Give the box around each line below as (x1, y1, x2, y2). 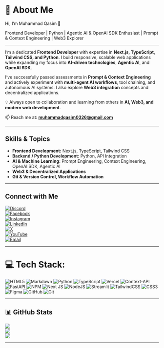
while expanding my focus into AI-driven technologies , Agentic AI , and (5, 59, 150, 65)
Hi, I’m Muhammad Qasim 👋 (5, 20, 61, 26)
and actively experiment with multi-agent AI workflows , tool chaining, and (5, 79, 155, 85)
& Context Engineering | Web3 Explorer (5, 35, 84, 41)
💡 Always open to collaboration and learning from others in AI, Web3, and (5, 99, 154, 105)
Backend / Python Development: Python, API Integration (12, 153, 127, 159)
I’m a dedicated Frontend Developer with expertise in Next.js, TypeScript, (5, 49, 155, 55)
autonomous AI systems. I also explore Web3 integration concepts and (5, 84, 149, 90)
